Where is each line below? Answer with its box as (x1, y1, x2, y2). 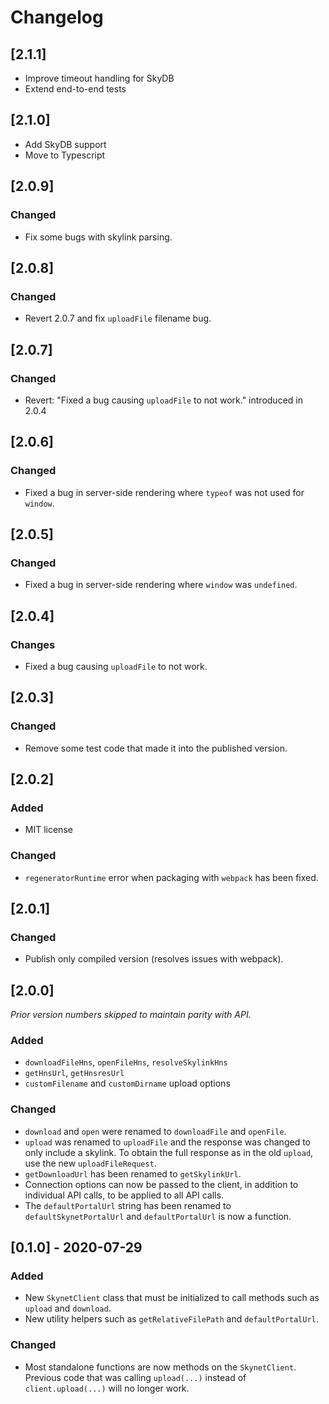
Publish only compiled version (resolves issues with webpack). (24, 953, 284, 965)
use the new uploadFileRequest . (24, 1157, 157, 1169)
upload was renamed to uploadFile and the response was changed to (24, 1136, 311, 1148)
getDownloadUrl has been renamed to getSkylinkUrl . (24, 1167, 242, 1180)
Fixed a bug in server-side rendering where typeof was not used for (24, 486, 305, 498)
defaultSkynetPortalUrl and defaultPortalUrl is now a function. (24, 1210, 292, 1222)
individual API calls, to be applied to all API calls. (24, 1189, 224, 1201)
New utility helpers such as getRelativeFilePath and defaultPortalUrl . (24, 1313, 319, 1325)
